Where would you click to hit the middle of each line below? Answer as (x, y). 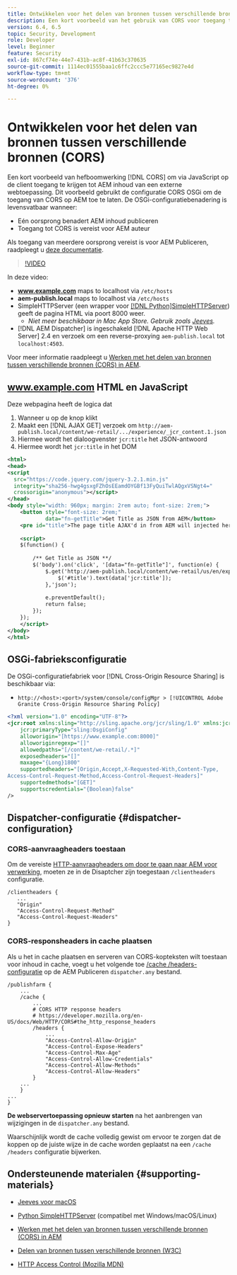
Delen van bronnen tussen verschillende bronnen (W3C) (99, 1251)
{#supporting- (168, 1174)
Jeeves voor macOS (47, 1202)
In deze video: (28, 278)
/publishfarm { (30, 985)
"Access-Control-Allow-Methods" (92, 1065)
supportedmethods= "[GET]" (58, 783)
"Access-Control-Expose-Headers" (94, 1046)
